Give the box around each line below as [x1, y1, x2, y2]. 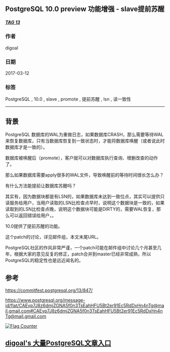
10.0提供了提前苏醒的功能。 [5, 223, 63, 229]
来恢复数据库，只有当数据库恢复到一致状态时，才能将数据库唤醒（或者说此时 [5, 138, 165, 144]
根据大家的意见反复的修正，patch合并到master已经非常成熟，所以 [14, 251, 151, 257]
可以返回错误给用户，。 [9, 212, 57, 218]
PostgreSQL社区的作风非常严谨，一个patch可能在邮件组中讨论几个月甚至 [5, 245, 157, 251]
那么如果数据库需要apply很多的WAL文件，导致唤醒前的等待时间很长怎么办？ [5, 172, 164, 178]
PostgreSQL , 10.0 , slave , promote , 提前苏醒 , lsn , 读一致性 [5, 96, 132, 102]
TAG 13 [5, 19, 20, 25]
